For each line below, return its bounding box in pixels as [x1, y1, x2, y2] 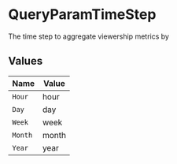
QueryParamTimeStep [8, 6, 157, 24]
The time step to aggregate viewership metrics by [8, 32, 169, 41]
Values [8, 54, 43, 68]
